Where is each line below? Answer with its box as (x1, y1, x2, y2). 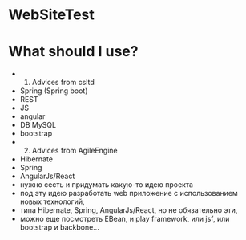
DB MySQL (19, 120, 57, 130)
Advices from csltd (31, 78, 95, 87)
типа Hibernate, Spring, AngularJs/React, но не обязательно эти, (19, 205, 238, 215)
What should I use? (8, 43, 139, 61)
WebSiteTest (8, 6, 95, 24)
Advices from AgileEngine (31, 146, 118, 156)
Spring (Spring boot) (19, 86, 88, 96)
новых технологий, (19, 197, 85, 206)
